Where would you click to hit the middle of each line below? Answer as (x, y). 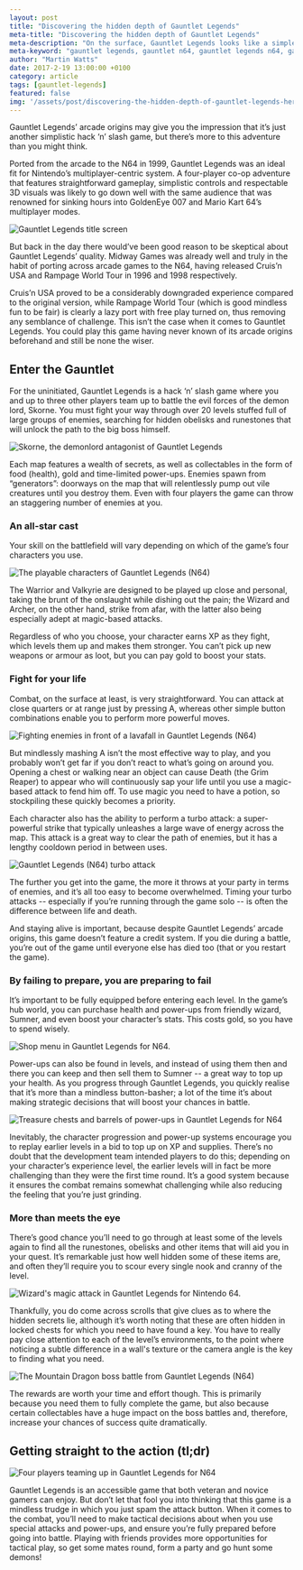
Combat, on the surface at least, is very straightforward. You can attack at (147, 698)
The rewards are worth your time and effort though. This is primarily (135, 1394)
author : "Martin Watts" (54, 60)
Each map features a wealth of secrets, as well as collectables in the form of (151, 465)
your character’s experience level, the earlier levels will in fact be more (141, 1166)
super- (256, 818)
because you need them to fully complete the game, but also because (139, 1403)
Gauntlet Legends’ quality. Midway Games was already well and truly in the (149, 256)
